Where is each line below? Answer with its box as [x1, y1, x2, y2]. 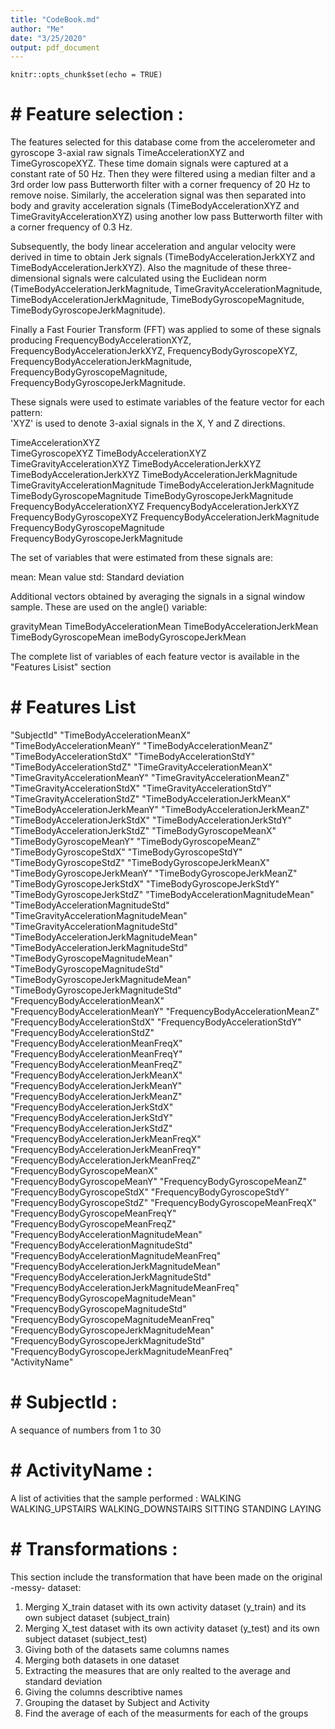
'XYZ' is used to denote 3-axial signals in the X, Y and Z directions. [10, 417, 286, 430]
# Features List [10, 696, 137, 719]
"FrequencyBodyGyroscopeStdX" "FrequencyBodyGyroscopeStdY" [10, 1186, 290, 1198]
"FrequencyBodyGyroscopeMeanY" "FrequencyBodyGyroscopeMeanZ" [10, 1176, 308, 1188]
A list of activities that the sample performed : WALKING [10, 1492, 242, 1504]
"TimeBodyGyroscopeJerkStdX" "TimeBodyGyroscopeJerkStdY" [10, 878, 280, 890]
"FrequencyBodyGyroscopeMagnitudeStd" [10, 1303, 187, 1315]
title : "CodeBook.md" [10, 14, 101, 25]
